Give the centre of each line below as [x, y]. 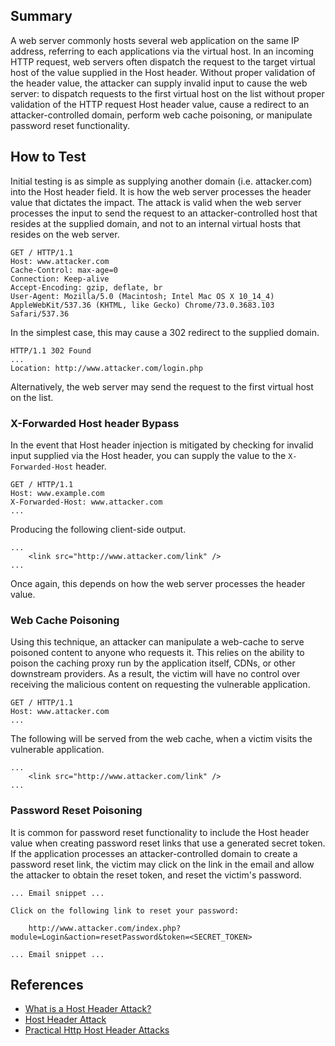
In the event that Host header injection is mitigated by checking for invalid [162, 445]
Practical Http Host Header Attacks [97, 1030]
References [47, 984]
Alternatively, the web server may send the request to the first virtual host [162, 386]
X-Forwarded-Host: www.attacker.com [86, 502]
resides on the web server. [65, 234]
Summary [41, 16]
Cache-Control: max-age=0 [64, 270]
